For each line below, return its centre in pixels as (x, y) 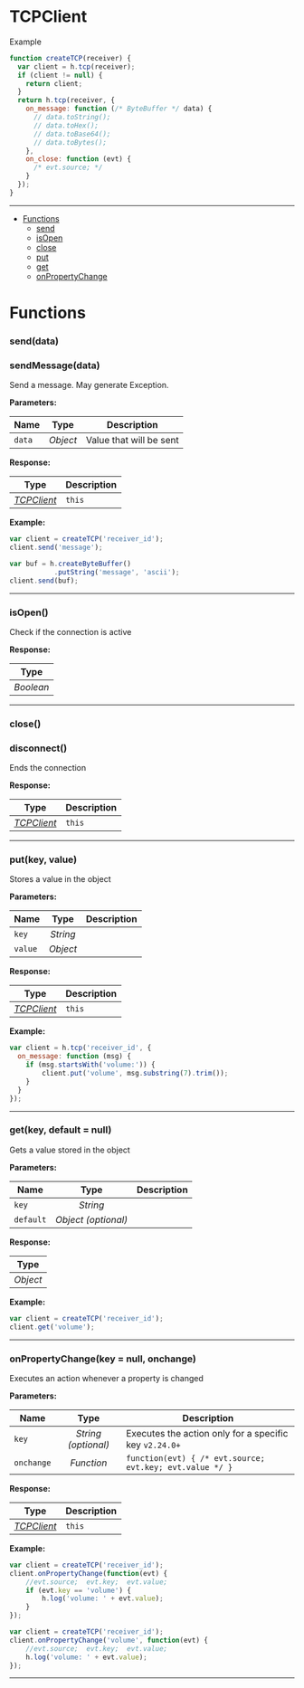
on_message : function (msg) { (74, 1057)
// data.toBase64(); (72, 134)
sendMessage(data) (55, 365)
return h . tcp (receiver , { (66, 100)
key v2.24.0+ (153, 1445)
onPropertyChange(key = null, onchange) (103, 1359)
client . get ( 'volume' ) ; (52, 1327)
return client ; (54, 83)
